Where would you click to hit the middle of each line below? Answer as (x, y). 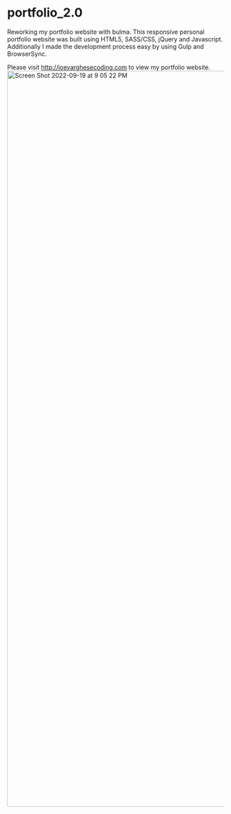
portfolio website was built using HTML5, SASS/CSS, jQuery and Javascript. (115, 39)
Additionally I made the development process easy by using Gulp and (106, 46)
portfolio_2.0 (45, 13)
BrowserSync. (27, 54)
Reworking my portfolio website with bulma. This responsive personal (106, 32)
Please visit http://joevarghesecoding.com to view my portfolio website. (109, 67)
